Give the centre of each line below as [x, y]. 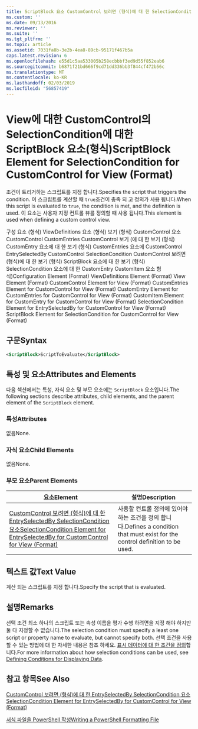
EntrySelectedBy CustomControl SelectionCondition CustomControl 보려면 [96, 254]
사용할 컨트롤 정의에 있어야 [153, 509]
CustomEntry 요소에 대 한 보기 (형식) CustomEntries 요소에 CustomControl [94, 247]
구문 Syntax [27, 341]
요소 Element [61, 497]
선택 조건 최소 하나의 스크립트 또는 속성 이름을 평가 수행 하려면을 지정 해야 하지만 [99, 623]
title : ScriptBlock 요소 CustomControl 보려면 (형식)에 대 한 [78, 12]
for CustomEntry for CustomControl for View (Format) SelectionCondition [95, 302]
